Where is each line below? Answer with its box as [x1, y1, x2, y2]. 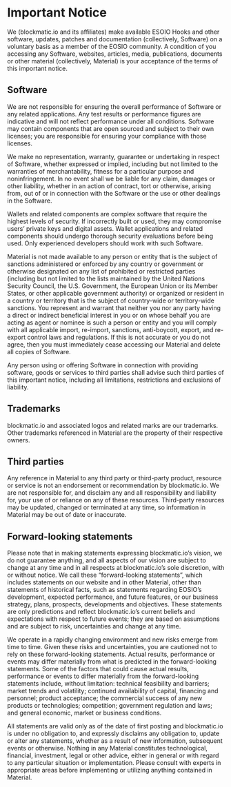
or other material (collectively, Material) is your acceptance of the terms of [7, 57, 219, 65]
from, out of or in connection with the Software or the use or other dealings [7, 189, 221, 197]
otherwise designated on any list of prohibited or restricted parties [7, 267, 196, 275]
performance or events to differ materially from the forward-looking [7, 672, 199, 680]
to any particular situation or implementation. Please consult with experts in [7, 759, 221, 767]
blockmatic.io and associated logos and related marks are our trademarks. [7, 421, 219, 429]
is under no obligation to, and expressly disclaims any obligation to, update [7, 729, 220, 738]
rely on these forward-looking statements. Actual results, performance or [7, 650, 215, 659]
